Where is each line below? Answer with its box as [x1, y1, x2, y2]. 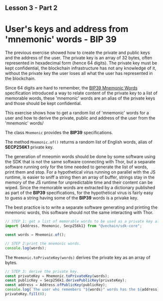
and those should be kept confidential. [5, 101, 82, 106]
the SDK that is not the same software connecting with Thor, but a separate [5, 159, 156, 165]
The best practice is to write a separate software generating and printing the [5, 204, 158, 211]
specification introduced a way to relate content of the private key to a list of [5, 90, 158, 96]
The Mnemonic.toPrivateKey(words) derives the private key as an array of [5, 254, 150, 260]
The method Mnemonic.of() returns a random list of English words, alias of [5, 139, 153, 145]
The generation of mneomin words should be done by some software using [5, 154, 156, 159]
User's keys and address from [5, 23, 129, 35]
